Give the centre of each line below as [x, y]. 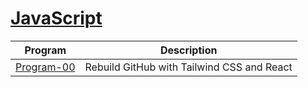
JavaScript [56, 18]
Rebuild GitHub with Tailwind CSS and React [188, 67]
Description [188, 50]
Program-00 [45, 67]
